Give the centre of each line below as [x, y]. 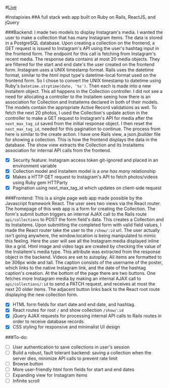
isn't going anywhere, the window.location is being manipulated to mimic [81, 236]
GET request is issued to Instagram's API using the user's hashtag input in [82, 48]
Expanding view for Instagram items [50, 375]
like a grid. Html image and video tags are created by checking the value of [83, 247]
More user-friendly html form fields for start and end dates [73, 369]
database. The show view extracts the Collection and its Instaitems [75, 145]
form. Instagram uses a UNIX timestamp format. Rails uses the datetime [79, 70]
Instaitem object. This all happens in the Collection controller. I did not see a [84, 91]
